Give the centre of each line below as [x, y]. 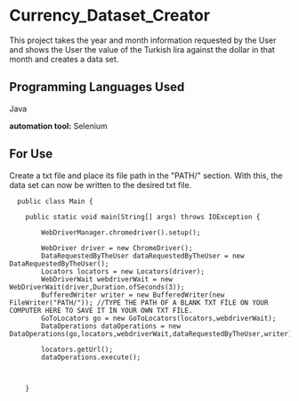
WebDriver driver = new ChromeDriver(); [117, 248]
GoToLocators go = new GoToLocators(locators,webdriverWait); [159, 318]
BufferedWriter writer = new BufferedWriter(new [133, 295]
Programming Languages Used [97, 87]
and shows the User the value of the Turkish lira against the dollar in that [142, 49]
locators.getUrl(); [77, 349]
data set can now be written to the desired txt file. [101, 184]
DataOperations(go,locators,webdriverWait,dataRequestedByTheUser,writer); [153, 334]
